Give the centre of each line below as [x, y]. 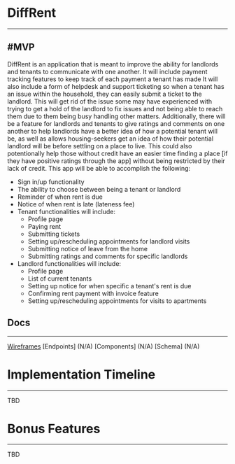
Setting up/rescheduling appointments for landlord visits [109, 241]
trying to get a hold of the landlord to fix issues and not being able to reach [115, 108]
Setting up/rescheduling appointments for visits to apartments [117, 301]
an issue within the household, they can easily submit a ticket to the [105, 94]
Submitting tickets [54, 234]
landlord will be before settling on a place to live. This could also [100, 146]
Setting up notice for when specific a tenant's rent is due [109, 286]
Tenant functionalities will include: [66, 211]
